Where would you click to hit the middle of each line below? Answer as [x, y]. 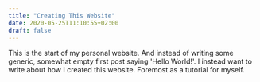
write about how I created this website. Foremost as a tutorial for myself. [126, 70]
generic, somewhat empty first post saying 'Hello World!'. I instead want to [130, 61]
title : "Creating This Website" [62, 16]
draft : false [30, 30]
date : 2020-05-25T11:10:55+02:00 [64, 23]
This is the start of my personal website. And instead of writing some [121, 53]
